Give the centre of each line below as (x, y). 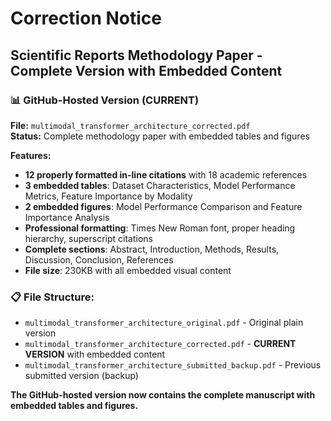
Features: (31, 155)
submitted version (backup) (81, 376)
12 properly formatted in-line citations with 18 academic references (166, 174)
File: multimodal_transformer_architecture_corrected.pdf (130, 125)
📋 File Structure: (52, 297)
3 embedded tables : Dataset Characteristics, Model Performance (160, 185)
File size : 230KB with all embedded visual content (128, 270)
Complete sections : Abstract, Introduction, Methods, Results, (152, 249)
